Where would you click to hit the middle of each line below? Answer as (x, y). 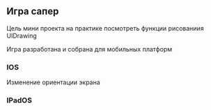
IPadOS (19, 100)
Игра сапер (33, 11)
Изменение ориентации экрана (53, 82)
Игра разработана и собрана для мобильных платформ (89, 49)
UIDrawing (22, 36)
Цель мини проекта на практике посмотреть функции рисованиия (105, 28)
